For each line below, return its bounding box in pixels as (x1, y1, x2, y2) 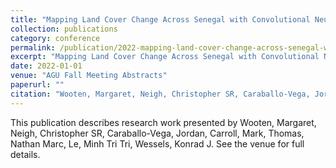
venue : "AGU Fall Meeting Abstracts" (10, 71, 168, 81)
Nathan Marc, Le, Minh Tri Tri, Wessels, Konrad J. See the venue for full (10, 137, 305, 150)
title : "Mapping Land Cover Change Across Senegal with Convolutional (10, 14, 311, 25)
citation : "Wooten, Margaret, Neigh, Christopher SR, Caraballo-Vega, (10, 89, 311, 99)
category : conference (10, 33, 101, 43)
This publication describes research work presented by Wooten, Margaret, (10, 116, 317, 128)
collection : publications (10, 24, 118, 34)
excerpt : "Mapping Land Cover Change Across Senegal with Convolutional (10, 52, 320, 62)
